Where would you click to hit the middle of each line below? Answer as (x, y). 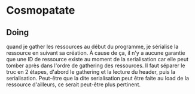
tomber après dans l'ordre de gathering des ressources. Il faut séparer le (96, 65)
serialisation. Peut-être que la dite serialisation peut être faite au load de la (98, 78)
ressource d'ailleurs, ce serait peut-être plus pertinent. (74, 84)
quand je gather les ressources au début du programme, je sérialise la (92, 46)
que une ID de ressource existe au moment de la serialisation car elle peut (97, 59)
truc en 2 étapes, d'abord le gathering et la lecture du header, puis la (91, 72)
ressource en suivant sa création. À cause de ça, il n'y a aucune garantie (96, 53)
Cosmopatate (41, 10)
